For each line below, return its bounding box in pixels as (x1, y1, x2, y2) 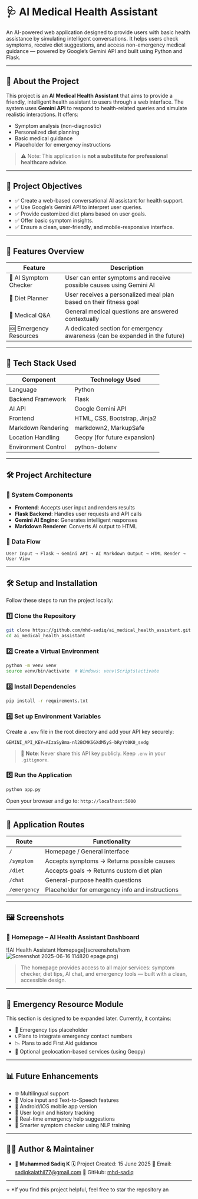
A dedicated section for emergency (65, 324, 163, 333)
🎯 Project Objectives (6, 181, 82, 191)
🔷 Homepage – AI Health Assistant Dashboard (6, 933, 140, 941)
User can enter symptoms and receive (65, 274, 171, 282)
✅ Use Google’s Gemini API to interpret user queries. (14, 203, 143, 210)
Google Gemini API (74, 405, 127, 413)
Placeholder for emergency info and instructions (45, 885, 179, 893)
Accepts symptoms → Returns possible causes (45, 857, 176, 865)
